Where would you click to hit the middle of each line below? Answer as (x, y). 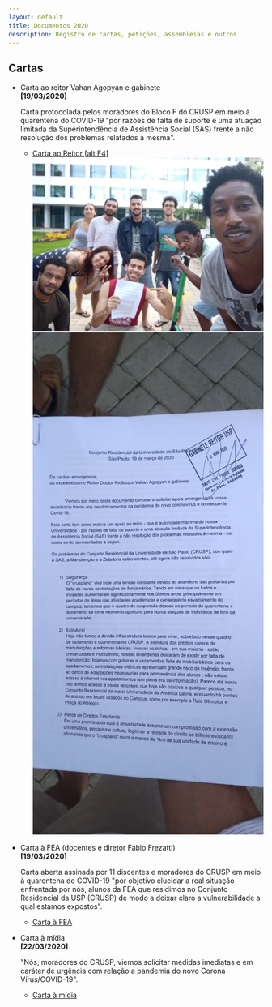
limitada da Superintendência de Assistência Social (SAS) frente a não (137, 129)
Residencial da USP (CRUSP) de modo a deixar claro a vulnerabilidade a (140, 898)
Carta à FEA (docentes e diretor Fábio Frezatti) (98, 847)
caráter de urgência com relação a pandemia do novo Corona (123, 971)
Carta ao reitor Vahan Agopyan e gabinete (90, 88)
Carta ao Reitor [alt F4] (70, 153)
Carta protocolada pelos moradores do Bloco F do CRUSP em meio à (135, 112)
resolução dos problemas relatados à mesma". (98, 138)
